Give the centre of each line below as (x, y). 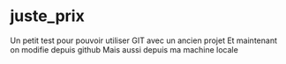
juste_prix (47, 16)
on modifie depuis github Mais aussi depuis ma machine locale (124, 49)
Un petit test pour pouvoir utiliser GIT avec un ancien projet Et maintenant (143, 40)
